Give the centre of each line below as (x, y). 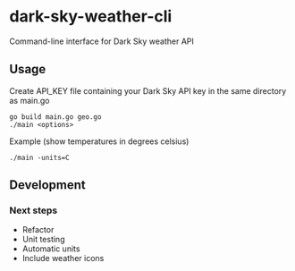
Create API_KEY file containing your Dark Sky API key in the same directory (148, 90)
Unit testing (43, 240)
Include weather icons (63, 258)
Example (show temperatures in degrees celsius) (99, 141)
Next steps (34, 210)
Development (48, 185)
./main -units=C (39, 157)
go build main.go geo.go (55, 117)
